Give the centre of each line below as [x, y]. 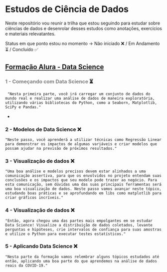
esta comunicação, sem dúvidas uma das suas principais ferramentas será [83, 185]
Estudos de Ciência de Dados [67, 9]
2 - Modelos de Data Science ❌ [43, 129]
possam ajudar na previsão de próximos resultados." [61, 148]
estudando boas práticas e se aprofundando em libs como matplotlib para [83, 193]
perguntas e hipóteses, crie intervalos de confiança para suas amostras [83, 229]
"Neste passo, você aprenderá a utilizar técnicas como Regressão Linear [83, 140]
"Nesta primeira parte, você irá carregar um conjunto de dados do [79, 94]
